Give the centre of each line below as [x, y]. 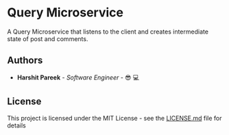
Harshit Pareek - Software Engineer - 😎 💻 [78, 77]
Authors [25, 61]
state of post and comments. [48, 38]
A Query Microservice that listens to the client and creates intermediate [108, 32]
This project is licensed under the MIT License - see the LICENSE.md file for [114, 118]
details [16, 125]
